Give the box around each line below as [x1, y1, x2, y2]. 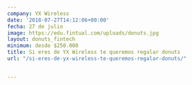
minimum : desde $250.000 [7, 42, 79, 49]
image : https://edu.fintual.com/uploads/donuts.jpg [7, 29, 159, 37]
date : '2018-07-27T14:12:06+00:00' [7, 17, 110, 23]
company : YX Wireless [7, 10, 70, 17]
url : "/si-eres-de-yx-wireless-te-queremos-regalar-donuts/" [7, 55, 187, 62]
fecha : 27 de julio [7, 23, 64, 30]
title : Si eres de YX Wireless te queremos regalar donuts [7, 49, 181, 56]
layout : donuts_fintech [7, 36, 76, 43]
